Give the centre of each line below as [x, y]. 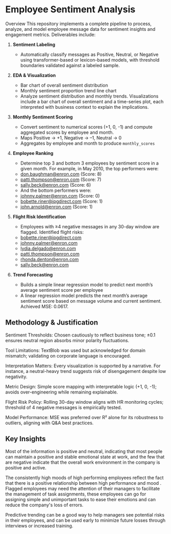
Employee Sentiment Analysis [70, 9]
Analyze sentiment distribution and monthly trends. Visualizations [89, 96]
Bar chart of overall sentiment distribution [64, 85]
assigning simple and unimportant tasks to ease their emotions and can [81, 499]
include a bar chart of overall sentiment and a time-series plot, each [92, 102]
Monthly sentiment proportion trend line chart [68, 90]
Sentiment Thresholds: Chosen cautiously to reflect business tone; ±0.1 [80, 335]
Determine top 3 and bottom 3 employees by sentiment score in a [89, 163]
